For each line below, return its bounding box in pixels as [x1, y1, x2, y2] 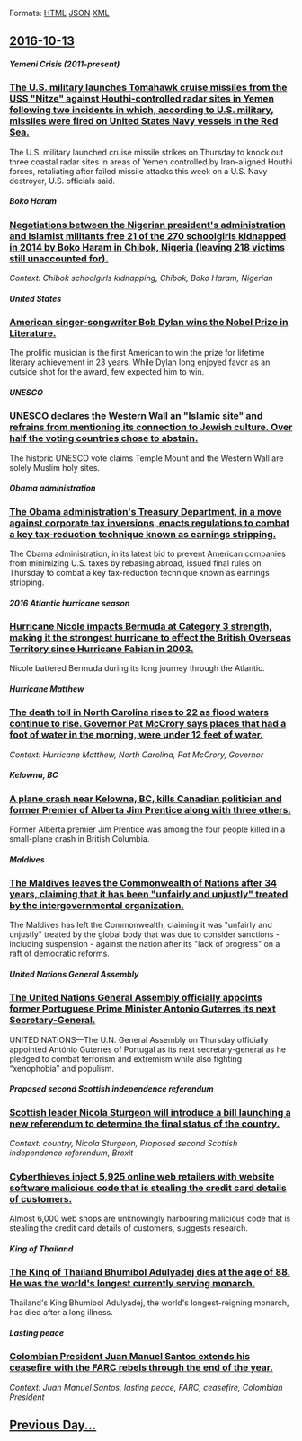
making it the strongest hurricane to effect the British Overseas [9, 632, 292, 644]
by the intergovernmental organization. [9, 899, 184, 912]
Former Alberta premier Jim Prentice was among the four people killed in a [9, 824, 286, 835]
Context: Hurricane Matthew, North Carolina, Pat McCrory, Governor [9, 749, 264, 760]
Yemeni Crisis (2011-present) [9, 58, 120, 69]
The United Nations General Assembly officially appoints [9, 992, 262, 1004]
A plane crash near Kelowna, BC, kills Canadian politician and [9, 792, 282, 805]
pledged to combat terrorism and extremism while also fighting [9, 1053, 243, 1064]
